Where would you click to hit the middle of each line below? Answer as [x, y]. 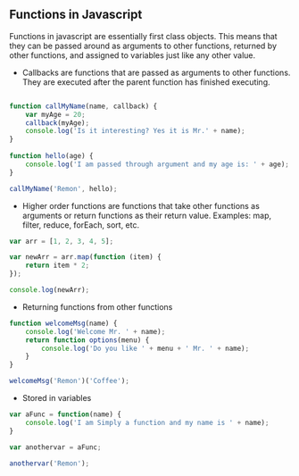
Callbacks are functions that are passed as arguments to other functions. [156, 72]
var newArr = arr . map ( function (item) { [86, 257]
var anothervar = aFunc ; [55, 447]
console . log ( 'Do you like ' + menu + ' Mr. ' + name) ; [145, 348]
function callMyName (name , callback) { [83, 106]
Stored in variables [57, 398]
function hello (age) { [51, 156]
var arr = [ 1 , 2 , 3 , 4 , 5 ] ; [62, 241]
